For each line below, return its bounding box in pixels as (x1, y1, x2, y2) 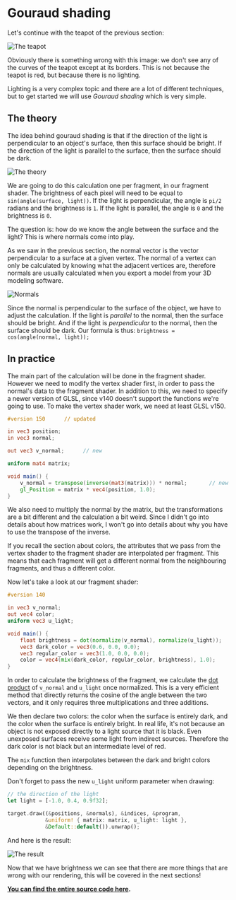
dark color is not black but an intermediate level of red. (7, 742, 166, 751)
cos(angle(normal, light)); (7, 334, 90, 341)
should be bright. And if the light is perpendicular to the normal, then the (7, 318, 218, 327)
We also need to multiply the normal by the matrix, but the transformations (7, 505, 223, 514)
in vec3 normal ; (7, 435, 55, 442)
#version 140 (7, 592, 46, 599)
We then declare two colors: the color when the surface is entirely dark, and (7, 712, 228, 720)
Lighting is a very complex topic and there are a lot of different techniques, (7, 84, 224, 93)
